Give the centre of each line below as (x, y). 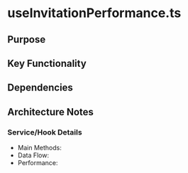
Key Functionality (47, 63)
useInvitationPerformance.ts (94, 13)
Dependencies (40, 88)
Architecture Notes (51, 112)
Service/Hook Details (45, 132)
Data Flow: (33, 155)
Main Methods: (39, 148)
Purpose (27, 40)
